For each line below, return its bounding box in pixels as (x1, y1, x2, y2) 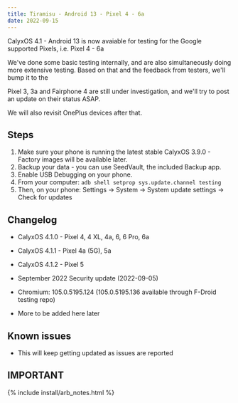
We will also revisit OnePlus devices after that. (7, 108, 143, 117)
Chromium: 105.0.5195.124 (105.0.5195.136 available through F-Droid (17, 288, 217, 296)
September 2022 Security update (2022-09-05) (17, 274, 158, 283)
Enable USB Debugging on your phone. (17, 170, 133, 179)
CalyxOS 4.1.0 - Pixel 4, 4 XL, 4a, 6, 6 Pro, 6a (17, 233, 150, 241)
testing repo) (17, 295, 55, 304)
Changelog (7, 214, 58, 226)
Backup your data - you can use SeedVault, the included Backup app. (17, 163, 222, 172)
